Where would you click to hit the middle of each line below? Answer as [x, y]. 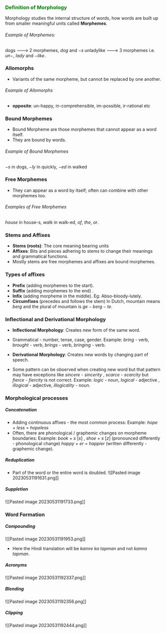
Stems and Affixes [28, 235]
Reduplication [20, 460]
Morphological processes [37, 398]
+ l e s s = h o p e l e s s [30, 427]
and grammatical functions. [40, 256]
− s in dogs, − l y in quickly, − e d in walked [46, 167]
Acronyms [16, 565]
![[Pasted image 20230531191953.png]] [45, 539]
